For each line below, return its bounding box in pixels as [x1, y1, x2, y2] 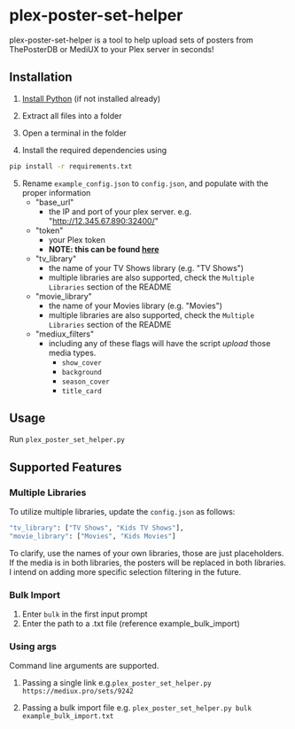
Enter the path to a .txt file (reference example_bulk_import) [21, 618, 241, 629]
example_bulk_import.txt [21, 712, 114, 721]
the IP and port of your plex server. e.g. [48, 206, 192, 217]
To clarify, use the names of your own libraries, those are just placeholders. [9, 547, 284, 558]
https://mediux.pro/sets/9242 [21, 687, 135, 696]
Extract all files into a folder [21, 110, 122, 120]
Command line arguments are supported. [9, 661, 159, 671]
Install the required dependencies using [21, 144, 167, 155]
